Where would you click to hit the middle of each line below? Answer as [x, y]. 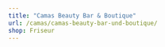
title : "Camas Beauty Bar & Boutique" [72, 16]
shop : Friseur [32, 30]
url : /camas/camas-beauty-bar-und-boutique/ [83, 23]
